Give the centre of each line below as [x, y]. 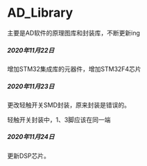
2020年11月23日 [31, 86]
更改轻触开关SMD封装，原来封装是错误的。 [69, 105]
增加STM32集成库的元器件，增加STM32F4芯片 [74, 69]
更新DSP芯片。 [29, 156]
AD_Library [40, 13]
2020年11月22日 [31, 50]
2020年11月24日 [31, 137]
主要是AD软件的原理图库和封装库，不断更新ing [74, 33]
